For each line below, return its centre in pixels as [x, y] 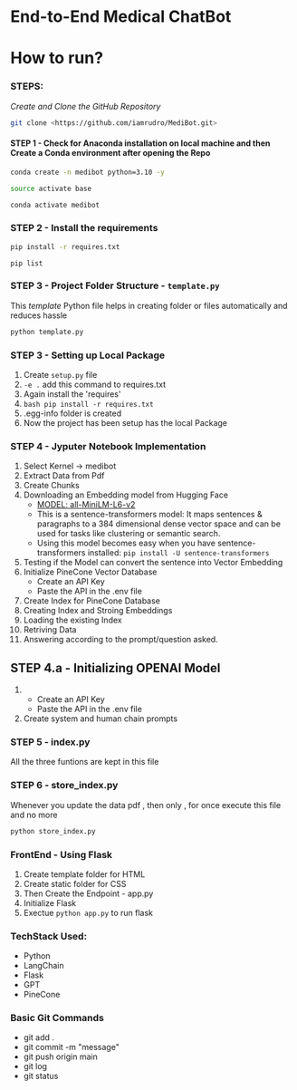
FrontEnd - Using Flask [61, 854]
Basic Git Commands [57, 1018]
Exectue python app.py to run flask [88, 912]
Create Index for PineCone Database [92, 601]
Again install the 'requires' [72, 394]
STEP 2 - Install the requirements [84, 228]
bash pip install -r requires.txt [88, 405]
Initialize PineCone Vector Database [90, 572]
